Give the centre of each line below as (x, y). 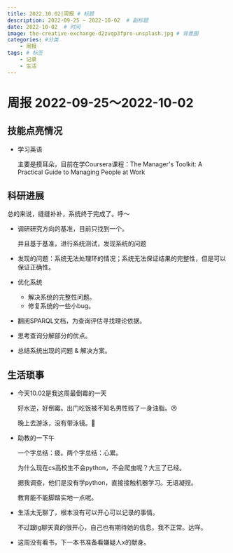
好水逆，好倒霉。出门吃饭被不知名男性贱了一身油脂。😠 (97, 408)
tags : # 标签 (25, 53)
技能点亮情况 (35, 131)
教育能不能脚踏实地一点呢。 (57, 498)
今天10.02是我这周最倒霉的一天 (62, 393)
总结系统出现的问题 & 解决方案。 (64, 351)
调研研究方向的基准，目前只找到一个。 (72, 229)
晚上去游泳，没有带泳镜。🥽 (56, 423)
